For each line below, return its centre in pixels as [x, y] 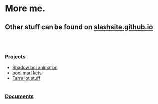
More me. [25, 9]
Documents [19, 96]
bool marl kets [27, 73]
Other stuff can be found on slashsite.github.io [79, 27]
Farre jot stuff [26, 78]
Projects [15, 56]
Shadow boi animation [35, 68]
